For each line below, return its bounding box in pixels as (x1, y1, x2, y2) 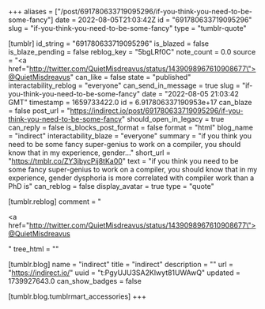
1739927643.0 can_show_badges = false (8, 277, 142, 285)
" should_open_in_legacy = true (121, 115, 225, 123)
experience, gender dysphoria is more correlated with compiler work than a (8, 173, 255, 183)
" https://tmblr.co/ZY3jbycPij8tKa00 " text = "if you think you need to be (8, 156, 239, 165)
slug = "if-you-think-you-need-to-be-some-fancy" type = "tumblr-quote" (8, 24, 247, 32)
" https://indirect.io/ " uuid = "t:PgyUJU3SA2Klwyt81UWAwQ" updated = (8, 268, 241, 277)
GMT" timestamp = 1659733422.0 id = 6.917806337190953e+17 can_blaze (8, 98, 252, 107)
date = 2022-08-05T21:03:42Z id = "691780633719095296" (55, 15, 252, 24)
